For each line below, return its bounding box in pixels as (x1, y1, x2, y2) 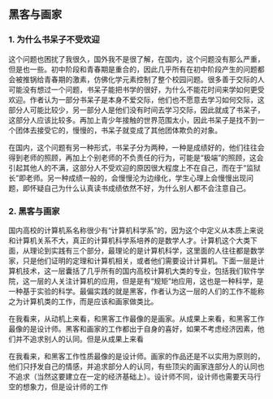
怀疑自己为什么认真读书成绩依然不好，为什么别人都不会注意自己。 (29, 183, 250, 193)
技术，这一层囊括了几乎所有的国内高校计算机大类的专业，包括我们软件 (22, 266, 258, 275)
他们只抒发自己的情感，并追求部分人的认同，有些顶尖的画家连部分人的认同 (8, 361, 258, 371)
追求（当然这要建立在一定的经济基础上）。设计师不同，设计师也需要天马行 (15, 371, 262, 381)
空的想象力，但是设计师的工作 (8, 381, 108, 392)
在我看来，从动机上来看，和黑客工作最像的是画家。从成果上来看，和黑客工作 (8, 314, 265, 323)
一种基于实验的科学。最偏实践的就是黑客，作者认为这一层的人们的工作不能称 (8, 286, 265, 296)
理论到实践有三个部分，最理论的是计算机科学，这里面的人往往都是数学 (29, 245, 265, 255)
